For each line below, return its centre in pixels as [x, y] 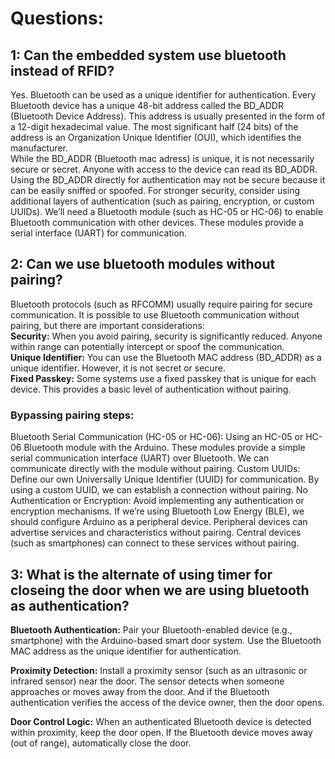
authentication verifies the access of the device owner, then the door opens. [167, 702]
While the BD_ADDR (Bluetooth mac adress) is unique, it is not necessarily [162, 158]
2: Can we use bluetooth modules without [143, 264]
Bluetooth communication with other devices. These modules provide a [157, 222]
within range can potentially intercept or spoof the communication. [147, 346]
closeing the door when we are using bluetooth [160, 590]
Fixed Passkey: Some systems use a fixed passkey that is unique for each [163, 378]
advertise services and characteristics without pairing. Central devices [156, 533]
